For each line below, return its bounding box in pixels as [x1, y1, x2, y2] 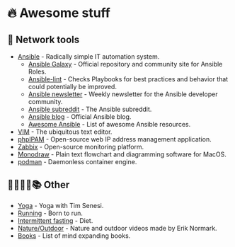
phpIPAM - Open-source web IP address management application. [17, 135, 212, 143]
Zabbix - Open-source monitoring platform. [17, 143, 144, 151]
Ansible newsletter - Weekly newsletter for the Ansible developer [28, 90, 218, 98]
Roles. [28, 67, 47, 76]
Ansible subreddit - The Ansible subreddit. [28, 105, 152, 113]
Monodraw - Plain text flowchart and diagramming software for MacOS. [17, 150, 227, 159]
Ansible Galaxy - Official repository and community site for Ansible [28, 60, 223, 68]
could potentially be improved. [28, 83, 117, 91]
